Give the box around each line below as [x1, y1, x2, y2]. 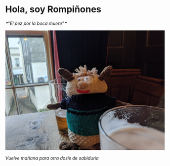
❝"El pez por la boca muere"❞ [5, 20, 67, 26]
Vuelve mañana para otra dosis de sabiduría [5, 155, 99, 161]
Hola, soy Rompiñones [5, 4, 102, 15]
